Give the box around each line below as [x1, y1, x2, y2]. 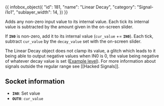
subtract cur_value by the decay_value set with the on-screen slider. [5, 38, 142, 44]
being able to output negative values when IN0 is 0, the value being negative [5, 53, 159, 59]
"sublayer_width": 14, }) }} [16, 9, 68, 15]
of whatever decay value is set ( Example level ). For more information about [5, 58, 156, 64]
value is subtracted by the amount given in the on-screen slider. [5, 24, 133, 30]
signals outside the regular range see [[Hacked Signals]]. [5, 63, 120, 69]
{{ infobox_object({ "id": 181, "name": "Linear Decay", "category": [5, 4, 136, 10]
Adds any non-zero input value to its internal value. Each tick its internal [5, 19, 149, 24]
